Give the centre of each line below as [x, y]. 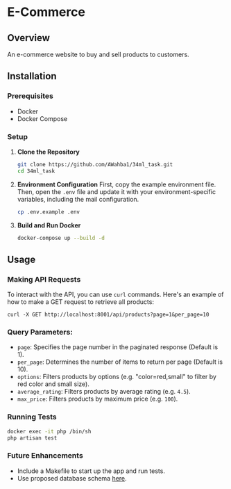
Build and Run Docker [49, 225]
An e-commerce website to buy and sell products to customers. [98, 54]
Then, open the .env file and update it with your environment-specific [117, 191]
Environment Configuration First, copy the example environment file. [117, 184]
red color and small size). [53, 384]
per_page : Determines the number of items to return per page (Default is [120, 362]
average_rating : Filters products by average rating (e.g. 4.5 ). [104, 392]
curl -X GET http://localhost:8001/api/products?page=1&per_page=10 [108, 315]
